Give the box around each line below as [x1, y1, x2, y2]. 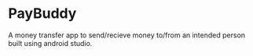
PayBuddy [8, 5, 77, 23]
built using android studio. [8, 38, 93, 47]
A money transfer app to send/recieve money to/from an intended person [8, 30, 246, 40]
